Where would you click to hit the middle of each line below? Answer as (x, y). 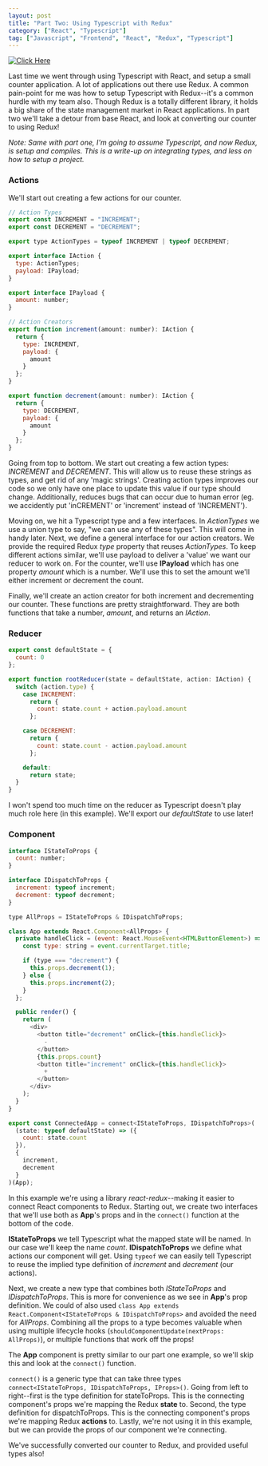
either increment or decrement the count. (76, 581)
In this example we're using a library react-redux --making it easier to (122, 1198)
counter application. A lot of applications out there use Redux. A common (129, 85)
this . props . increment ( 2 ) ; (72, 983)
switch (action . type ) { (55, 687)
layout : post (30, 16)
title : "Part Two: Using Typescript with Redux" (91, 23)
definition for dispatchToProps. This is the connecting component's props (129, 1412)
